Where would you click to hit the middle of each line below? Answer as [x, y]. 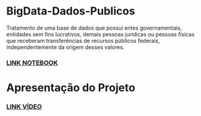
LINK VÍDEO [24, 106]
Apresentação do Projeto [71, 88]
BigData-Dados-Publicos [71, 11]
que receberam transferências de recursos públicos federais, [83, 40]
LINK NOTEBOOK [32, 63]
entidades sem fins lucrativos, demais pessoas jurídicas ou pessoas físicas [100, 34]
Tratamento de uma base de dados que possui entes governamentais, [94, 28]
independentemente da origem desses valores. [65, 47]
